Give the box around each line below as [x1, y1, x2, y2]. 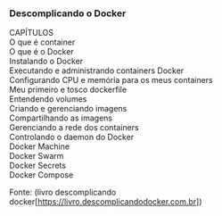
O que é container [9, 37, 76, 47]
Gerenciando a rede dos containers [9, 122, 140, 133]
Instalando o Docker [9, 56, 83, 67]
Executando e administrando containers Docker [9, 65, 185, 76]
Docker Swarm [9, 151, 64, 162]
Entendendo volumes [9, 94, 87, 104]
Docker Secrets [9, 160, 67, 171]
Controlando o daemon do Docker [9, 132, 135, 143]
